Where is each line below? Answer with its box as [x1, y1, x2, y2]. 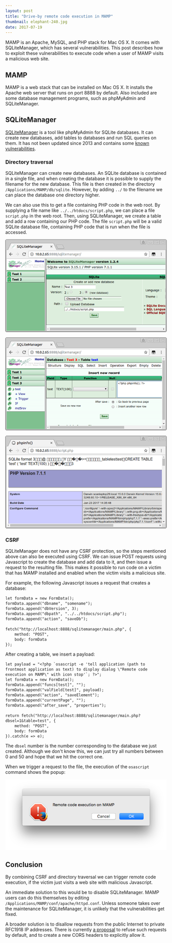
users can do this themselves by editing [5, 895, 90, 901]
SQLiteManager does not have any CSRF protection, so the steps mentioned [5, 548, 166, 554]
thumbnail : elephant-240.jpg [5, 19, 68, 24]
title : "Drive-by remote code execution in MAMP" [5, 13, 114, 19]
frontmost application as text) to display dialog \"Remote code [5, 667, 147, 672]
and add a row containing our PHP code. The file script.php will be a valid [5, 219, 162, 225]
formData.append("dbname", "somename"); [5, 601, 93, 606]
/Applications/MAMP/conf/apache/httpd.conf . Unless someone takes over [5, 900, 160, 906]
